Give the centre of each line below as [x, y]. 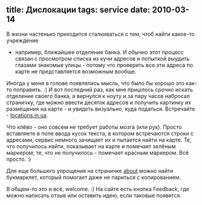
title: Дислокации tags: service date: [78, 10]
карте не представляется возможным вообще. [76, 71]
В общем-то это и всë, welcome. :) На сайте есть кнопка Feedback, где [98, 189]
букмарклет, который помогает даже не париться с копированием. [94, 177]
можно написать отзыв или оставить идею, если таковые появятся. [94, 195]
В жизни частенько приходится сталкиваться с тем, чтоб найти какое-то [101, 34]
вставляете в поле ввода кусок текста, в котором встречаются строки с [100, 133]
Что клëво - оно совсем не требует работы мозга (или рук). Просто [94, 127]
